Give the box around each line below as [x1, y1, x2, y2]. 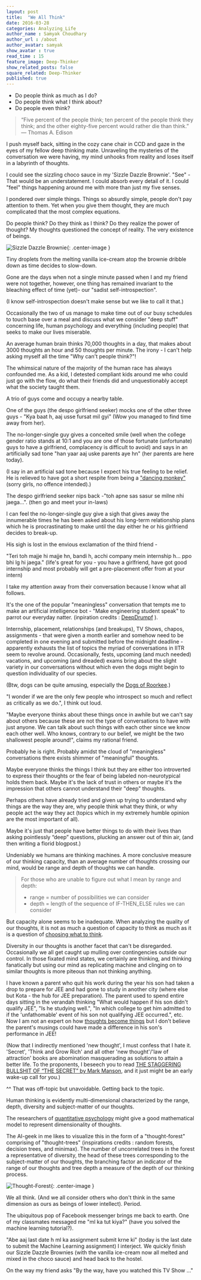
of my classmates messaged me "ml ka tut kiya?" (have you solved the [6, 1218, 181, 1226]
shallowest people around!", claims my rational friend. [6, 736, 139, 743]
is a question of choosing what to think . [6, 931, 103, 938]
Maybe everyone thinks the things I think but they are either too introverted [6, 766, 191, 773]
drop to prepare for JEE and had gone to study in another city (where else [6, 986, 188, 993]
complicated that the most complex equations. [6, 208, 121, 215]
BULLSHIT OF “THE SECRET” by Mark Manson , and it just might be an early [6, 1067, 193, 1074]
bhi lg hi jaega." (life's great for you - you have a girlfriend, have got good [6, 559, 187, 566]
